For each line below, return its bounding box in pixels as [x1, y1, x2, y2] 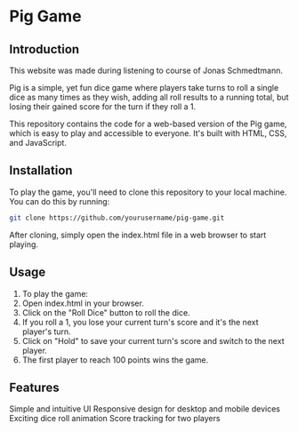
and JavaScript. [9, 138, 67, 148]
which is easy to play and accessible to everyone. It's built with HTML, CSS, [9, 128, 287, 139]
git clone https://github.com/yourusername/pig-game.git [9, 213, 225, 222]
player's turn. [21, 326, 71, 337]
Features [9, 380, 60, 395]
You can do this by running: [9, 196, 110, 206]
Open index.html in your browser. [21, 298, 144, 308]
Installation [9, 163, 73, 179]
